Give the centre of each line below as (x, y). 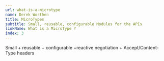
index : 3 (15, 33)
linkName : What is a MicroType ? (41, 29)
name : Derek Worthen (27, 15)
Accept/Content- (141, 48)
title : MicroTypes (25, 19)
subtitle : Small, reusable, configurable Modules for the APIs (74, 24)
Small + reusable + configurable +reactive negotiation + (64, 48)
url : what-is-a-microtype (33, 10)
